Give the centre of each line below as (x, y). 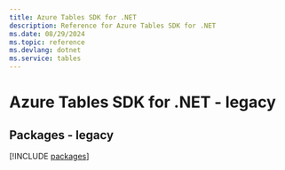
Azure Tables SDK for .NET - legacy (143, 102)
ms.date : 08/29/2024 (47, 34)
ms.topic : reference (47, 42)
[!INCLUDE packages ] (49, 156)
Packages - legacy (61, 135)
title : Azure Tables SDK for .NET (73, 17)
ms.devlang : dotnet (45, 50)
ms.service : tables (45, 58)
